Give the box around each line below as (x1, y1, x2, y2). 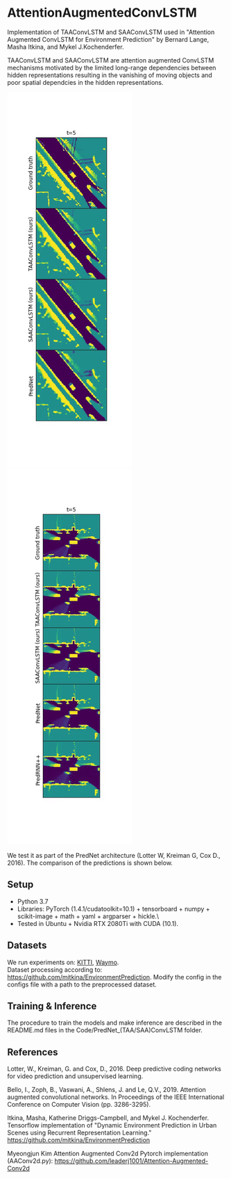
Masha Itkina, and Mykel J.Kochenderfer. (7, 42, 124, 51)
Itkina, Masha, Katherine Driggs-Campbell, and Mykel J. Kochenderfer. (7, 1114, 209, 1122)
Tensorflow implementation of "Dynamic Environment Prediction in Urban (7, 1121, 217, 1130)
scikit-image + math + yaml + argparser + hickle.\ (17, 912, 160, 920)
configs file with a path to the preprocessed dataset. (7, 980, 157, 989)
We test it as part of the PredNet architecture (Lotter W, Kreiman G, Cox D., (7, 851, 221, 859)
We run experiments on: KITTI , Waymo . (7, 958, 119, 966)
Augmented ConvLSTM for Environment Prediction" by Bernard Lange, (7, 35, 209, 43)
